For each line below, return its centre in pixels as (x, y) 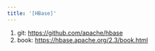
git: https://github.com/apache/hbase (70, 33)
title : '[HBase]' (32, 13)
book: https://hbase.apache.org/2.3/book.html (83, 40)
